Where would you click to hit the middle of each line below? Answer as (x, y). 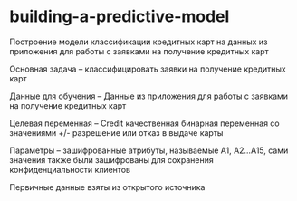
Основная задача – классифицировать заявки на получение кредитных (148, 69)
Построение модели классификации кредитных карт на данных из (139, 42)
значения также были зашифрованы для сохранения (112, 159)
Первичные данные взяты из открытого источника (107, 187)
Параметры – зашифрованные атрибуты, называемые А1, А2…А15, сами (149, 150)
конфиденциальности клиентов (70, 169)
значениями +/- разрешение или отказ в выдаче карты (116, 132)
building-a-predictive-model (120, 17)
